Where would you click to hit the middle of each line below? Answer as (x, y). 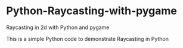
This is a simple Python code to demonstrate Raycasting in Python (87, 39)
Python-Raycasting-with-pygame (91, 11)
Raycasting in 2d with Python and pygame (58, 27)
